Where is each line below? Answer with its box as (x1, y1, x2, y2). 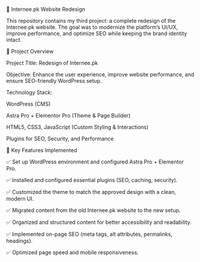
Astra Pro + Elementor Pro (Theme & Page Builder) (6, 112, 131, 119)
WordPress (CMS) (6, 100, 51, 107)
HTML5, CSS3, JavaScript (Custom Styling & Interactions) (6, 124, 149, 131)
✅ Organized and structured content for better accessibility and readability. (6, 218, 192, 226)
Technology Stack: (6, 89, 53, 95)
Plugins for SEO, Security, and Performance (6, 135, 114, 142)
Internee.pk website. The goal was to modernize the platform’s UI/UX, (6, 24, 178, 30)
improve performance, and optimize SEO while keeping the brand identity (6, 30, 187, 37)
